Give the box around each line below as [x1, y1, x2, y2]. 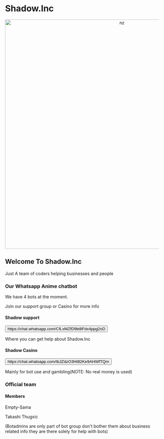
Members [5, 393, 25, 399]
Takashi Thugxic [5, 414, 38, 419]
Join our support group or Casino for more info [5, 303, 99, 309]
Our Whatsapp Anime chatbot [5, 282, 78, 289]
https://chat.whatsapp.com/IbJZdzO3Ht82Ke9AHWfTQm [7, 359, 109, 365]
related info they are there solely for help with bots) [5, 428, 108, 434]
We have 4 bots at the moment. [5, 294, 68, 300]
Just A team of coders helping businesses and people [5, 270, 114, 277]
